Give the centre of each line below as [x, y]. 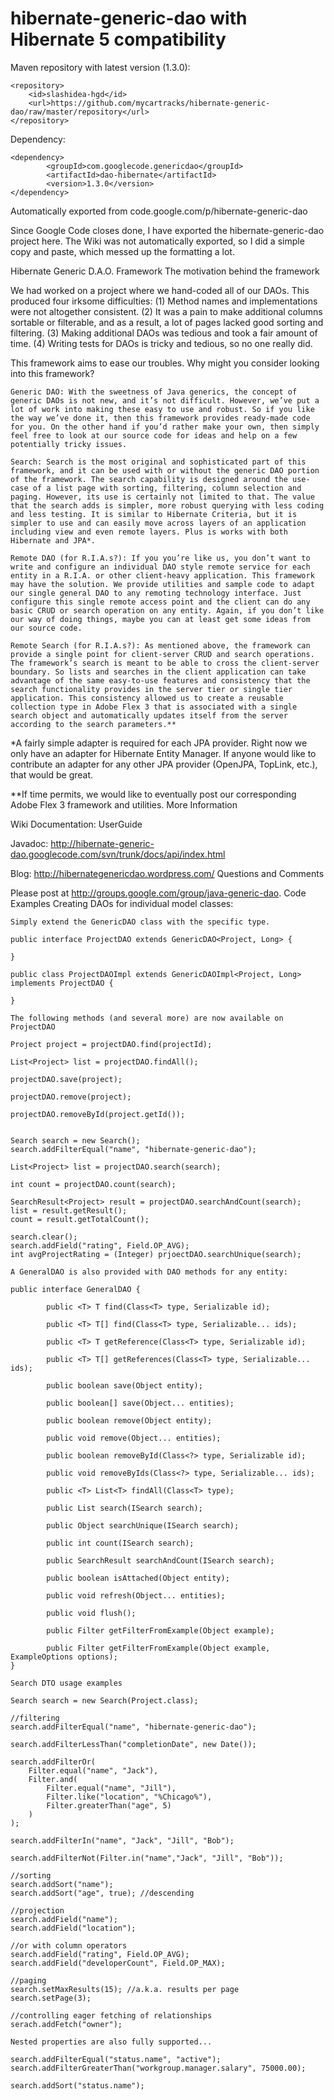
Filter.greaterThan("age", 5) [109, 1805]
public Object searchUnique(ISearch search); [143, 1525]
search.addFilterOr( [53, 1762]
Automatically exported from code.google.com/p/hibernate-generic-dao [159, 211]
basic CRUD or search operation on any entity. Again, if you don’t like [167, 610]
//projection [37, 1910]
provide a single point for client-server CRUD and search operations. [162, 654]
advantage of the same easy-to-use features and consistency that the [160, 680]
